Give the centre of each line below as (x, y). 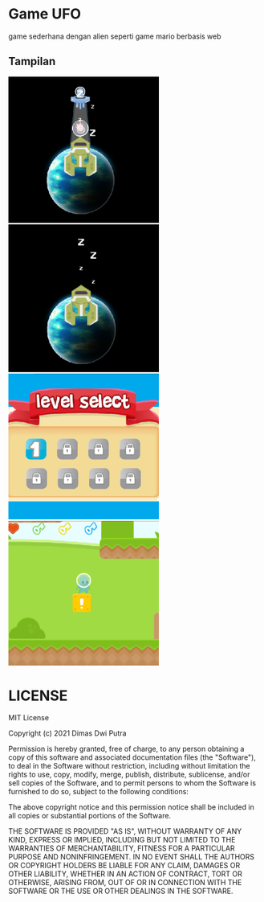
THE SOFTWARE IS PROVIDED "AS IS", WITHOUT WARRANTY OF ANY (125, 831)
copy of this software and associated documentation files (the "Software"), (132, 757)
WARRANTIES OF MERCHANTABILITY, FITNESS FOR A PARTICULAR (122, 848)
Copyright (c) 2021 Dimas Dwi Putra (67, 733)
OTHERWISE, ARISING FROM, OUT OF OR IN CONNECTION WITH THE (125, 883)
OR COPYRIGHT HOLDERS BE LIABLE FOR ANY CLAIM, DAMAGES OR (124, 866)
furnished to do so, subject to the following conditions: (98, 792)
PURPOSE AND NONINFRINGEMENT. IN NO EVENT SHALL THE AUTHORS (132, 857)
